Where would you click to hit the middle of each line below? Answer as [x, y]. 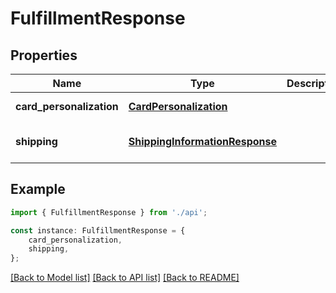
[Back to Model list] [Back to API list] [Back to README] [125, 278]
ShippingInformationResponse [203, 141]
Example [38, 189]
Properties [44, 55]
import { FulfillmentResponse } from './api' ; [109, 212]
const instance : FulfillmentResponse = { [98, 230]
